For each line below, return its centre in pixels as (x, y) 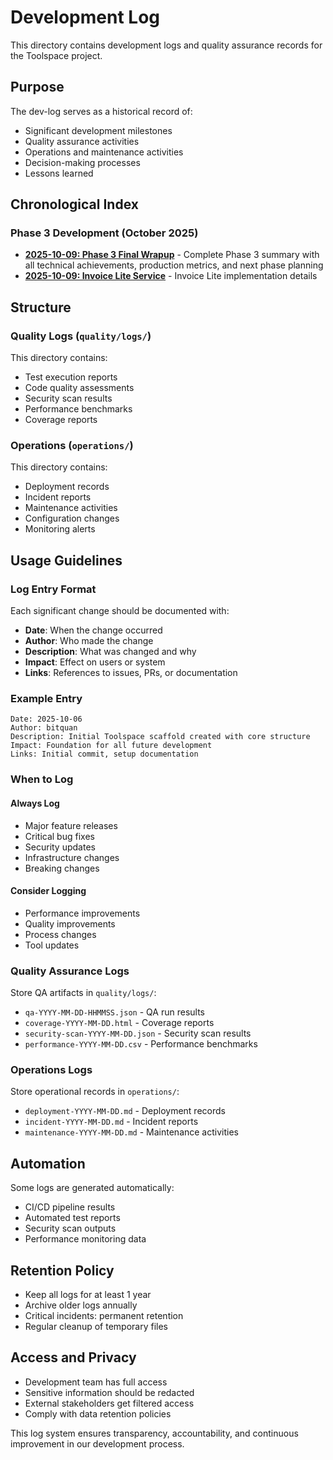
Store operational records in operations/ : (95, 1092)
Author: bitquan (44, 728)
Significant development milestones (98, 130)
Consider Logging (48, 891)
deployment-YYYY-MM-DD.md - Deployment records (125, 1111)
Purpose (37, 87)
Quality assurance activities (82, 141)
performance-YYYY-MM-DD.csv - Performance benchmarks (141, 1044)
